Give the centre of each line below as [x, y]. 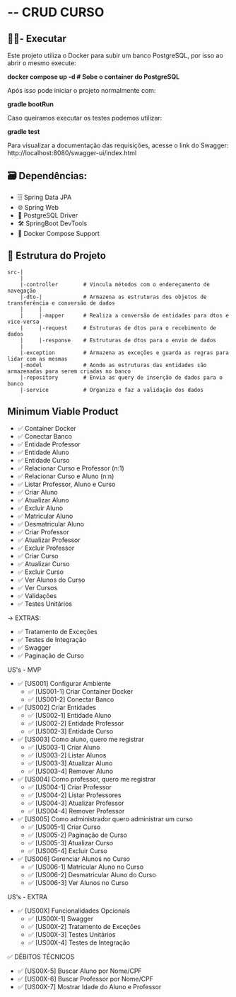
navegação [22, 291]
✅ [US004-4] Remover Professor [76, 811]
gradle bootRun [31, 104]
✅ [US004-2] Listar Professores [75, 795]
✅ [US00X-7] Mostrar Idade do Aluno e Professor [89, 987]
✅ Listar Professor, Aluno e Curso [66, 484]
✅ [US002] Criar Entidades [57, 708]
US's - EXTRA [28, 897]
